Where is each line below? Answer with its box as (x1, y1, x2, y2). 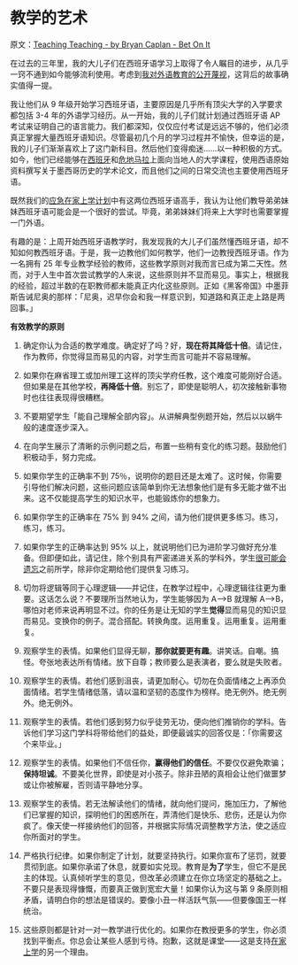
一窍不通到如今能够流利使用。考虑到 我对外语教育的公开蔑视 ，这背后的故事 (10, 68, 281, 80)
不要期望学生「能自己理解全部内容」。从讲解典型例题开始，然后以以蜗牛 (22, 411, 283, 421)
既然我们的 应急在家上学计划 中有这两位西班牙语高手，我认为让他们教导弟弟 (10, 195, 281, 205)
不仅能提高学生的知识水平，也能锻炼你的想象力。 (46, 492, 225, 503)
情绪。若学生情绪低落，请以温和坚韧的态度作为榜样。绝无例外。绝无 (30, 686, 279, 697)
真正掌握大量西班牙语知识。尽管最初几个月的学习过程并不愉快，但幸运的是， (10, 132, 289, 143)
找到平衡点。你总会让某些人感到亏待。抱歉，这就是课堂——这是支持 (22, 935, 271, 946)
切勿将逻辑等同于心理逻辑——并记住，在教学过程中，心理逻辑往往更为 (22, 582, 279, 593)
